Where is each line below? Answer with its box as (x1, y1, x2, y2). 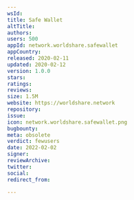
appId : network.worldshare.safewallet (7, 42, 118, 49)
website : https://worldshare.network (7, 100, 115, 107)
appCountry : (7, 49, 41, 56)
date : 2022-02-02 (7, 144, 57, 151)
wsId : (7, 10, 23, 17)
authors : (7, 29, 32, 36)
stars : (7, 74, 26, 81)
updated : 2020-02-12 (7, 61, 67, 68)
